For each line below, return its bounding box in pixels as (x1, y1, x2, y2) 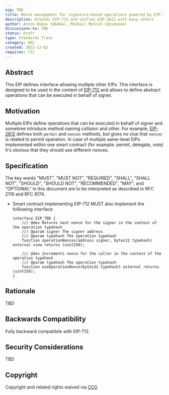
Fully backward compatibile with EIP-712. (5, 328, 90, 334)
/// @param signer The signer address (22, 229, 103, 234)
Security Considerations (5, 343, 84, 351)
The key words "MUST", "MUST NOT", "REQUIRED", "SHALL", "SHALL (5, 175, 151, 181)
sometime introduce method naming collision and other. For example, (5, 125, 149, 131)
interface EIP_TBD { (12, 216, 56, 221)
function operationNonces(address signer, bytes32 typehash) (22, 238, 152, 243)
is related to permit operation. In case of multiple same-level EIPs (5, 137, 140, 143)
